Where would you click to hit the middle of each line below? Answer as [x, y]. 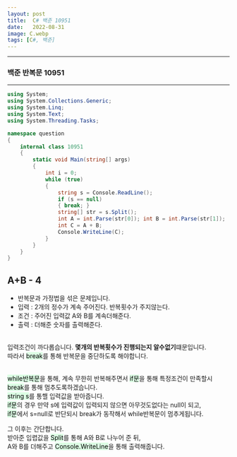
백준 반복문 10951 [36, 73]
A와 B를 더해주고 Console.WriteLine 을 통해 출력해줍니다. [86, 446]
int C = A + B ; [80, 226]
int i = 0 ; [61, 173]
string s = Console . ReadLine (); [105, 192]
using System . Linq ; [36, 108]
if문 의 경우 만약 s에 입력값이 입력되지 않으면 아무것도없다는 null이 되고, [104, 405]
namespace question [36, 133]
